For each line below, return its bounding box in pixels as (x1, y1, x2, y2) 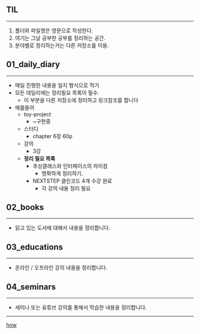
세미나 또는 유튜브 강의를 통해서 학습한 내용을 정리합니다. (14, 304, 147, 311)
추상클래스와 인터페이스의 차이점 (32, 162, 108, 169)
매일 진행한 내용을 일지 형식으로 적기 (14, 82, 99, 89)
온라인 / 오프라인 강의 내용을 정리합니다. (14, 264, 108, 271)
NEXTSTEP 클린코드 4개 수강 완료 (32, 177, 112, 184)
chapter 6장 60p (32, 132, 73, 139)
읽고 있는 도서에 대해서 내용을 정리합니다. (14, 224, 111, 232)
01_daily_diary (6, 60, 61, 70)
